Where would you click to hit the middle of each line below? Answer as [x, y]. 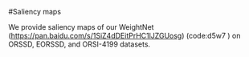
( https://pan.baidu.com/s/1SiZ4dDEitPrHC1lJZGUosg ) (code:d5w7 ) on [124, 36]
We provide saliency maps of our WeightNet [81, 27]
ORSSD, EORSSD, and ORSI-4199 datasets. [80, 44]
